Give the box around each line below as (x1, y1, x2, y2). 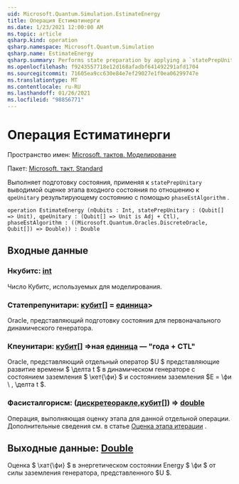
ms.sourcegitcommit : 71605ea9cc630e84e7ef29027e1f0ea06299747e (7, 70, 199, 77)
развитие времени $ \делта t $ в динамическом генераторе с (7, 365, 196, 374)
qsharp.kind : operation (7, 37, 78, 44)
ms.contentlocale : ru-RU (7, 83, 81, 90)
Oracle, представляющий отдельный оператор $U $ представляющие (7, 357, 220, 366)
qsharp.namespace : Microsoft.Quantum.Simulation (7, 43, 154, 50)
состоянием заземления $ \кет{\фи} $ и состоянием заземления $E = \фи (7, 372, 232, 381)
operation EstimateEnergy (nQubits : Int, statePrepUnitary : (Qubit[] (7, 207, 224, 214)
